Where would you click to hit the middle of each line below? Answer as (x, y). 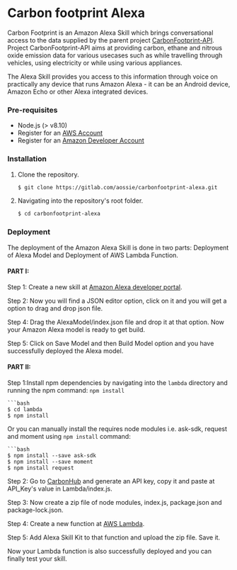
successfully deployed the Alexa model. (65, 351)
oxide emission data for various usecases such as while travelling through (115, 55)
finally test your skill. (37, 559)
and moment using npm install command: (69, 436)
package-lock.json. (35, 510)
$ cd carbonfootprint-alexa (59, 214)
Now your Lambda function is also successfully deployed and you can (110, 551)
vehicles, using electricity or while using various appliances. (95, 62)
